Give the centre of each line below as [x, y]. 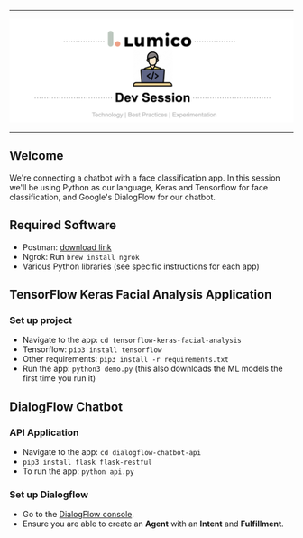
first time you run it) [59, 378]
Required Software [63, 225]
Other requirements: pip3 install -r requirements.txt [125, 359]
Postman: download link [67, 247]
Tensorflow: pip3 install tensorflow [92, 349]
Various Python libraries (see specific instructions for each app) [141, 266]
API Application [44, 432]
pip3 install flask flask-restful [87, 463]
